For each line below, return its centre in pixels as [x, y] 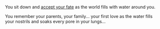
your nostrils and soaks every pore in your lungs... [55, 22]
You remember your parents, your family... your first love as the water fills [79, 16]
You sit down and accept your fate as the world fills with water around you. [80, 7]
